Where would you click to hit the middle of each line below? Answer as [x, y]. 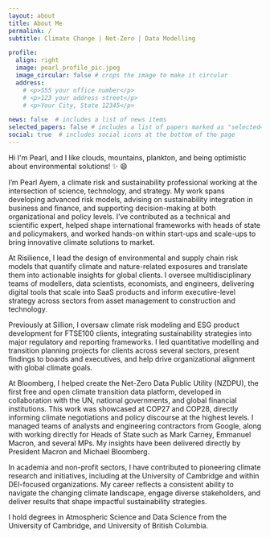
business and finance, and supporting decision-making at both [112, 208]
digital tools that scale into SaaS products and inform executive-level [122, 292]
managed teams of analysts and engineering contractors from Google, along [135, 426]
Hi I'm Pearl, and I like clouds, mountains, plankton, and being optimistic [127, 157]
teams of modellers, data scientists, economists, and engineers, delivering [131, 283]
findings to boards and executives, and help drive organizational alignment [132, 358]
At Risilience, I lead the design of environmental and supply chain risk [123, 258]
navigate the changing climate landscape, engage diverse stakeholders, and [135, 493]
